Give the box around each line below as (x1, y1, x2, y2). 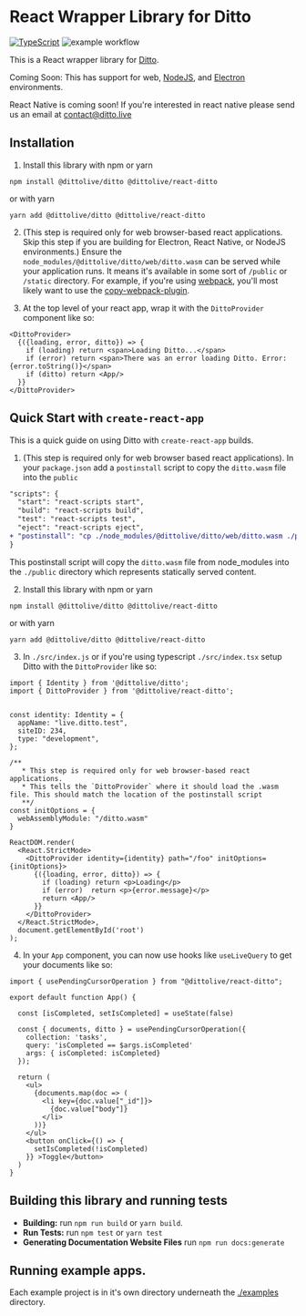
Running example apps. (9, 1262, 147, 1278)
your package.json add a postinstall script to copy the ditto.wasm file (22, 462, 287, 473)
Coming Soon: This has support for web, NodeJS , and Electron (9, 71, 246, 83)
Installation (9, 135, 75, 151)
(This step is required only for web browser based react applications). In (22, 452, 294, 463)
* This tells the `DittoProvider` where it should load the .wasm (21, 782, 280, 791)
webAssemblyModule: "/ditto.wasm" (17, 814, 148, 823)
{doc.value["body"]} (49, 1105, 128, 1114)
